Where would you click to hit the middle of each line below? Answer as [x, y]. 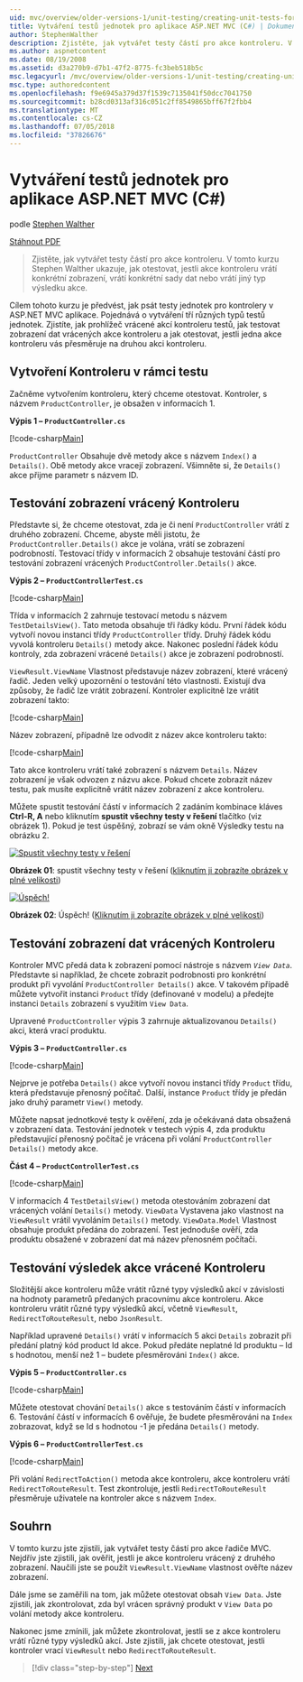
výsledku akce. [60, 287]
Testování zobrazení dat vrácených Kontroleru [142, 943]
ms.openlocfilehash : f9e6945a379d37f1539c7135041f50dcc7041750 [131, 93]
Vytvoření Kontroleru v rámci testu [109, 372]
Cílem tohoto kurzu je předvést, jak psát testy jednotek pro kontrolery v [142, 305]
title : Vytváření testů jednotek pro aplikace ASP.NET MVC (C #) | [137, 26]
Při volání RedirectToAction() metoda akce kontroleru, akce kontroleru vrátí [150, 1479]
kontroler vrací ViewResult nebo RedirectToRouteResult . [113, 1650]
